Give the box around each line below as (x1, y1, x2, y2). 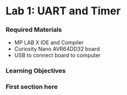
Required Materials (5, 26, 62, 34)
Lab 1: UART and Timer (5, 4, 121, 18)
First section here (5, 82, 58, 91)
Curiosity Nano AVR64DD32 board (14, 45, 100, 53)
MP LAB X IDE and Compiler (14, 39, 84, 46)
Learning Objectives (5, 67, 66, 75)
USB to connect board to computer (14, 52, 101, 59)
